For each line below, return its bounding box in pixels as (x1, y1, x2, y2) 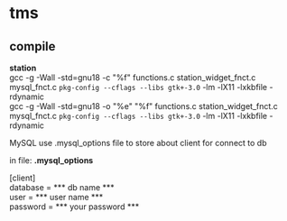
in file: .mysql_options (9, 155, 94, 165)
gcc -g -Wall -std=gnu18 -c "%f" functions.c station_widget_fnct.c (9, 72, 256, 83)
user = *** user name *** (9, 192, 104, 202)
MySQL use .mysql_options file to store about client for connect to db (9, 138, 267, 148)
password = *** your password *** (9, 201, 140, 212)
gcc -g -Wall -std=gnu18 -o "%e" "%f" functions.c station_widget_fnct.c (9, 101, 278, 111)
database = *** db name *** (9, 182, 115, 192)
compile (9, 39, 56, 54)
